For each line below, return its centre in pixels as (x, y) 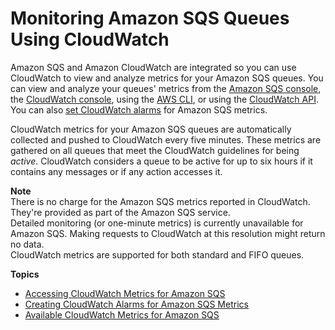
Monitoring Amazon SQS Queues (150, 18)
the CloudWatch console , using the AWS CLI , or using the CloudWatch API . (164, 99)
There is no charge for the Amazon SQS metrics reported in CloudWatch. (160, 201)
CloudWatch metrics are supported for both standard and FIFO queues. (157, 254)
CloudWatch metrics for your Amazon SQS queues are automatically (151, 129)
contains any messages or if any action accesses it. (116, 171)
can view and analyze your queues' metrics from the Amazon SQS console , (166, 88)
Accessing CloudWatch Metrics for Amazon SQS (125, 293)
